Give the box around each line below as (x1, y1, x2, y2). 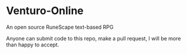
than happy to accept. (6, 41, 59, 48)
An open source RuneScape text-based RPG (6, 23, 113, 31)
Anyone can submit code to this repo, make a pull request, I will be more (6, 35, 181, 42)
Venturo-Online (6, 4, 84, 18)
